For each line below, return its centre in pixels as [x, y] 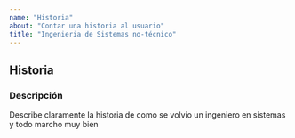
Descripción [36, 95]
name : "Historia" [41, 17]
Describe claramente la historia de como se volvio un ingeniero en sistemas [147, 115]
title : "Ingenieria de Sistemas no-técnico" [93, 34]
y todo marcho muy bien [54, 125]
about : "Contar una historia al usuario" [87, 26]
